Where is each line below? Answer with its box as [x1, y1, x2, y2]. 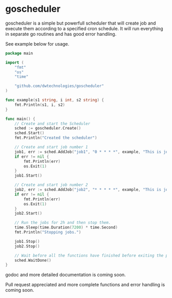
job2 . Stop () [14, 244, 40, 249]
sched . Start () [14, 131, 45, 136]
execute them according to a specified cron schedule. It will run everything [5, 25, 163, 31]
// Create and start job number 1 [14, 144, 88, 150]
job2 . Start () [14, 211, 42, 216]
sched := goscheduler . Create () [14, 126, 81, 131]
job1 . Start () [14, 173, 42, 178]
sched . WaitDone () [14, 258, 52, 263]
